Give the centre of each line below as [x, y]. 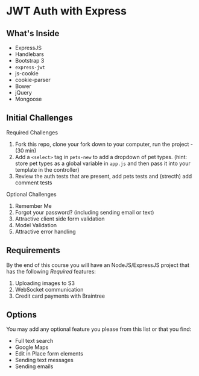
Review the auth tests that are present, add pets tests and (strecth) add [103, 176]
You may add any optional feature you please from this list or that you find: [99, 329]
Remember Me [33, 205]
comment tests [33, 183]
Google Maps [32, 347]
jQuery [23, 92]
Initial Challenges [40, 118]
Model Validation [36, 225]
